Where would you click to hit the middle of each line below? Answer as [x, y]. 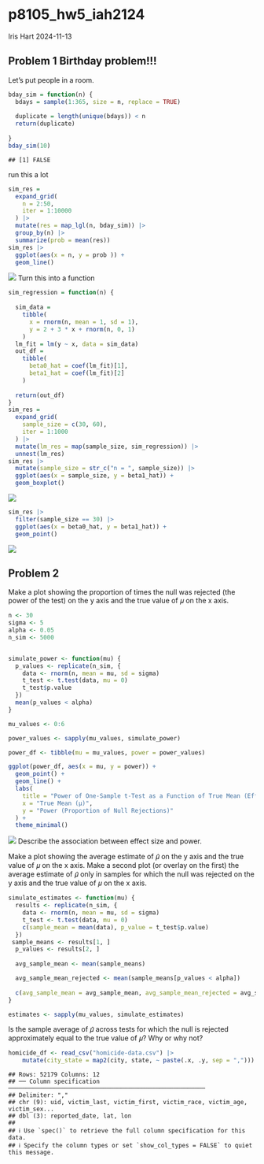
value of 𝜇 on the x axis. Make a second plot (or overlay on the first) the [124, 866]
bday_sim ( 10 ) [29, 146]
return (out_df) [40, 395]
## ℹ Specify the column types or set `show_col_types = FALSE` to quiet [130, 1146]
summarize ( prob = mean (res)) [63, 240]
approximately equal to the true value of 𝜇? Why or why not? [106, 1038]
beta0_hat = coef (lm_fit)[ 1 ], [78, 366]
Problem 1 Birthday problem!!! [82, 61]
